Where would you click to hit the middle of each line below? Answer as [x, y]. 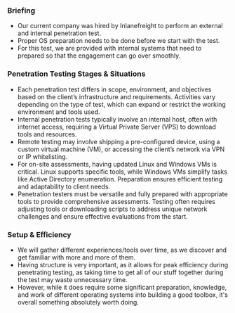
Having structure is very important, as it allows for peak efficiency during [123, 264]
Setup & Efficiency [39, 234]
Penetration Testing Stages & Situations [76, 74]
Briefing [21, 11]
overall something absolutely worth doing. [78, 302]
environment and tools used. [59, 112]
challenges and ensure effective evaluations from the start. [102, 216]
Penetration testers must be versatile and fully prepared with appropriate [122, 194]
